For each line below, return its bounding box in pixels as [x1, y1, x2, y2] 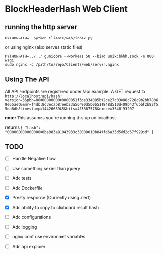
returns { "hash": [5, 124, 41, 130]
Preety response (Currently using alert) [12, 195, 91, 200]
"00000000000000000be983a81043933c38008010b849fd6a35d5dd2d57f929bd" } [5, 129, 154, 135]
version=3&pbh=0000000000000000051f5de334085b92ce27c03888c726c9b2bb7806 [5, 98, 159, 103]
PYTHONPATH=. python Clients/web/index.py [5, 36, 93, 40]
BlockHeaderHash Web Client [5, 3, 128, 15]
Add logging [12, 224, 37, 230]
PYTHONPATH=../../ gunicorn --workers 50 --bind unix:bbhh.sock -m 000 [5, 54, 154, 59]
